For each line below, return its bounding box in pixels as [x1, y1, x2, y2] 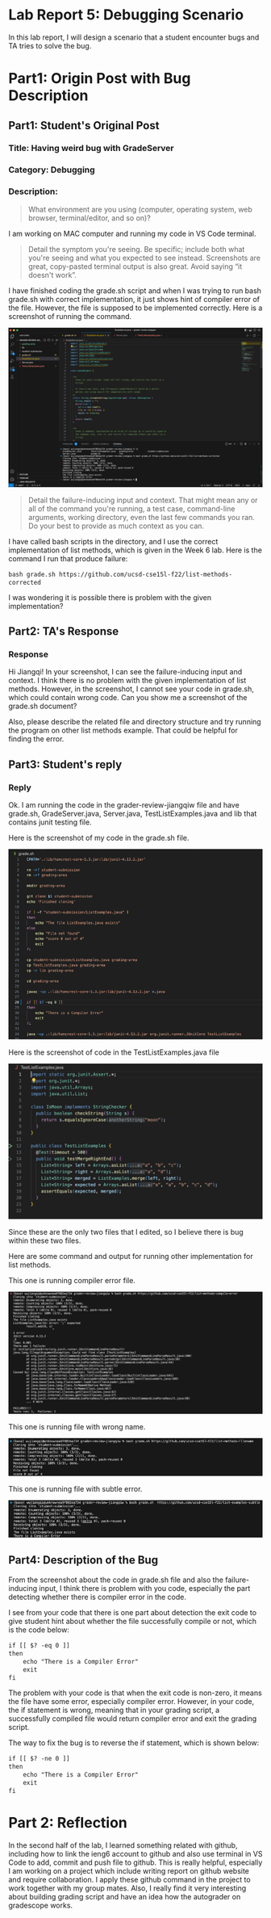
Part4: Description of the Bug [8, 1553, 159, 1568]
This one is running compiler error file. [8, 1275, 135, 1285]
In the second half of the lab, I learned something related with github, [8, 1840, 238, 1850]
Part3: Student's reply [8, 758, 123, 771]
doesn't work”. [27, 270, 77, 279]
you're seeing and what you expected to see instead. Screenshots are [27, 253, 261, 262]
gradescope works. [8, 1900, 73, 1910]
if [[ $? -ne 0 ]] [8, 1754, 70, 1762]
